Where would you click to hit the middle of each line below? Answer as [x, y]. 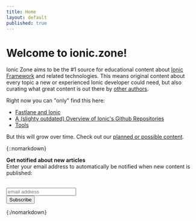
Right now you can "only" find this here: [56, 101]
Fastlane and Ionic [38, 112]
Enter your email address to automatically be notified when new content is [98, 167]
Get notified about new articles [46, 160]
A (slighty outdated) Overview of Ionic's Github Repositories [90, 119]
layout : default [27, 18]
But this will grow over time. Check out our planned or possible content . [95, 137]
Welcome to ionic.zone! [67, 53]
